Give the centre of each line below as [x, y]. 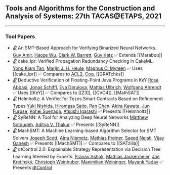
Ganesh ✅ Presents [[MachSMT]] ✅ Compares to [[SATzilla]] [76, 143]
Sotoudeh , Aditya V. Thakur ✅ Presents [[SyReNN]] [66, 125]
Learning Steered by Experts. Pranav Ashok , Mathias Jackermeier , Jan [86, 157]
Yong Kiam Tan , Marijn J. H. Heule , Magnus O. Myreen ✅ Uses [78, 68]
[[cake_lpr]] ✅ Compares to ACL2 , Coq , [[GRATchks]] [68, 74]
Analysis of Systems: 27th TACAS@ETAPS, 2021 [83, 16]
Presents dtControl [32, 168]
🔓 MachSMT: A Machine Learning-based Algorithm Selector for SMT [84, 130]
